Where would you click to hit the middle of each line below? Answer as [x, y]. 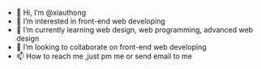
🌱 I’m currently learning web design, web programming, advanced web [135, 30]
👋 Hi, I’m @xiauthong [51, 13]
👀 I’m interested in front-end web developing [91, 21]
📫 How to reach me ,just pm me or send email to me [104, 56]
